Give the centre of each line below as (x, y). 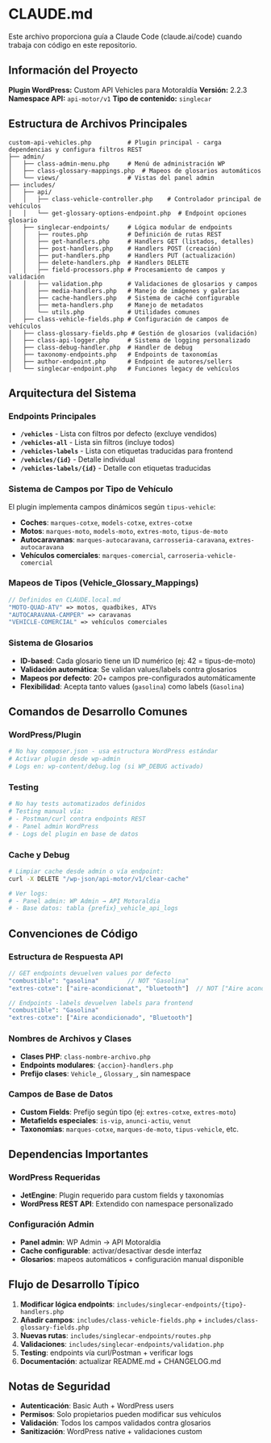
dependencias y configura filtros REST (75, 149)
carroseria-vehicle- (202, 556)
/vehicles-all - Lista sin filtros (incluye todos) (97, 443)
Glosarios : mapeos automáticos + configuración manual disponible (132, 1259)
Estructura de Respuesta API (66, 956)
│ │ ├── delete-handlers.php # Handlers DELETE (99, 262)
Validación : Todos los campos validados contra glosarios (115, 1423)
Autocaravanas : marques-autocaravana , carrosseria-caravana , (123, 539)
